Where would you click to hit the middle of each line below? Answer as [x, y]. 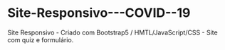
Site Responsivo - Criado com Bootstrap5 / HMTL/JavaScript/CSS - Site [113, 32]
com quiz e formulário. [41, 39]
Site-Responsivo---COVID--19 [99, 13]
